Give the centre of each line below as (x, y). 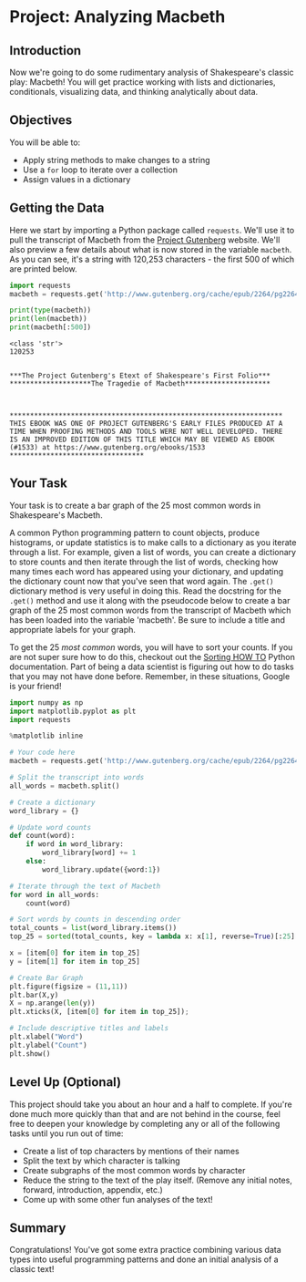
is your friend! (36, 686)
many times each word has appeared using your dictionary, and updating (147, 571)
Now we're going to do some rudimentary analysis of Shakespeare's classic (152, 72)
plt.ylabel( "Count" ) (49, 1045)
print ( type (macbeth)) (51, 310)
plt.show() (30, 1054)
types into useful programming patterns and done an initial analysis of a (144, 1259)
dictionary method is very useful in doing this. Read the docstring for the (146, 591)
